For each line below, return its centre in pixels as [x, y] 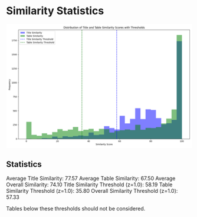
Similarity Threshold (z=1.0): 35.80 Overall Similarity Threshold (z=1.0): [92, 191]
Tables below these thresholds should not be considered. [76, 209]
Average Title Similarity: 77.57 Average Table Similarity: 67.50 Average [91, 179]
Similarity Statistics [55, 11]
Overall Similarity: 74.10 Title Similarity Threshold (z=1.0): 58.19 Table [89, 185]
